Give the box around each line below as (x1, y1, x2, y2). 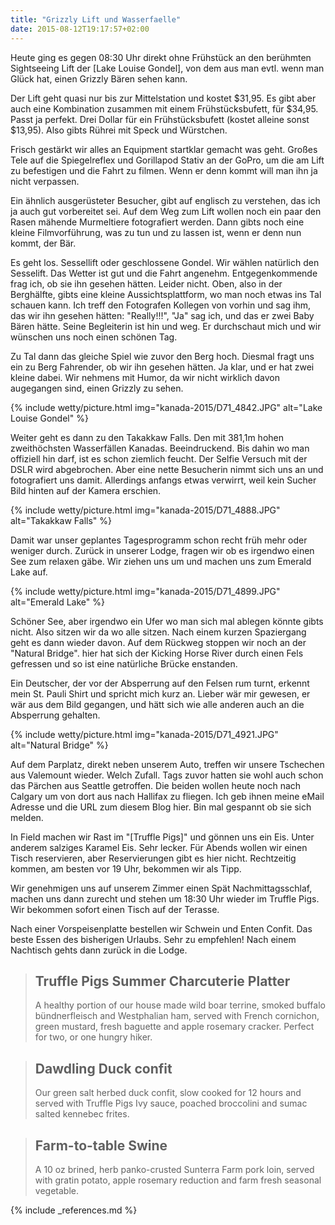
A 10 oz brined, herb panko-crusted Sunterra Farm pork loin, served (34, 1163, 315, 1175)
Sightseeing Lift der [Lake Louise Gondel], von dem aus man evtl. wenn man (10, 62, 325, 74)
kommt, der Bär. (10, 237, 77, 249)
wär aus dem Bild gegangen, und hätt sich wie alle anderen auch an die (10, 698, 305, 710)
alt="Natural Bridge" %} (10, 739, 109, 751)
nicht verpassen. (10, 175, 80, 187)
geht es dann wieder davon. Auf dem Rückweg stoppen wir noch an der (10, 636, 307, 648)
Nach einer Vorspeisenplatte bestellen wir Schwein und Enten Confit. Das (10, 922, 313, 935)
